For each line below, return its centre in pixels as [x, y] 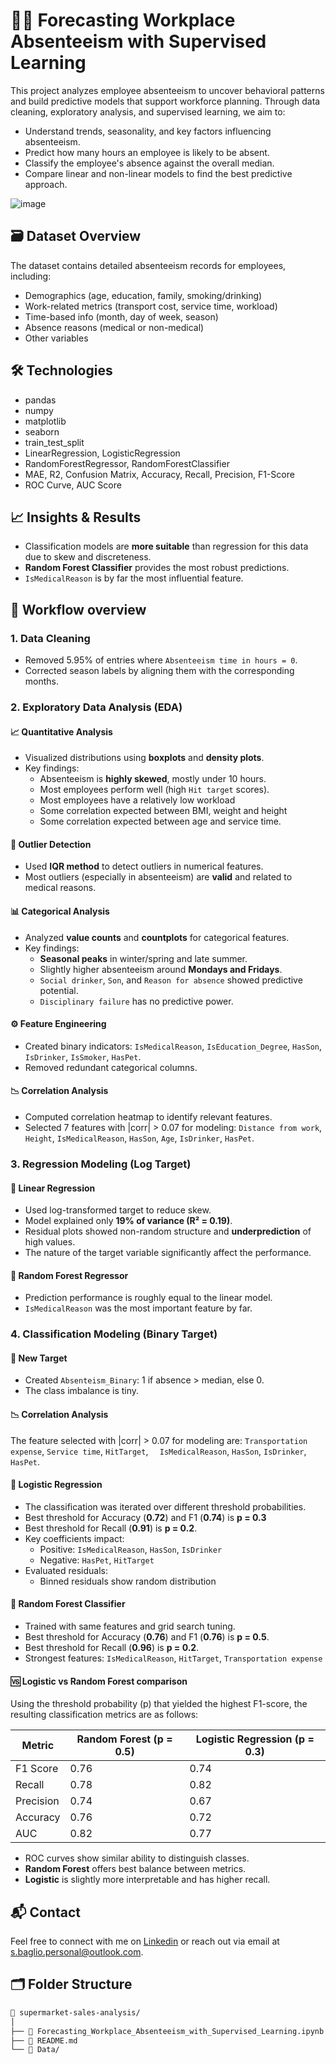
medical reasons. [60, 888]
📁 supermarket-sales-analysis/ [75, 2012]
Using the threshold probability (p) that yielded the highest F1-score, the [159, 1704]
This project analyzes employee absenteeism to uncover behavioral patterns [167, 90]
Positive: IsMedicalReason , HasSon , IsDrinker [131, 1549]
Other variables [56, 338]
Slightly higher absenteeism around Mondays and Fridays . [161, 969]
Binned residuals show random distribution [128, 1581]
